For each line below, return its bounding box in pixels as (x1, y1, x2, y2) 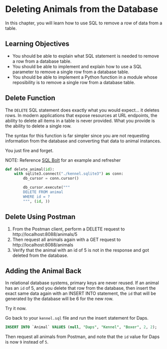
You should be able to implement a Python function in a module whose (12, 74, 158, 80)
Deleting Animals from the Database (5, 3, 159, 15)
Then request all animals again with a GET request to (12, 236, 121, 242)
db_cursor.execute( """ (23, 185, 70, 190)
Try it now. (5, 305, 27, 312)
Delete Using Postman (5, 213, 76, 221)
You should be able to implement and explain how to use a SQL (12, 63, 142, 69)
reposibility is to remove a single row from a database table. (12, 79, 136, 85)
